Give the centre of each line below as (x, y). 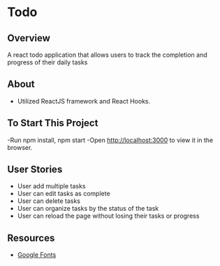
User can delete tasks (49, 201)
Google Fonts (37, 255)
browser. (20, 147)
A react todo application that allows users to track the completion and (107, 55)
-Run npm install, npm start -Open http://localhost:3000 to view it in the (110, 140)
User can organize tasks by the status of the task (88, 209)
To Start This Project (53, 123)
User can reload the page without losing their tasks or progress (108, 216)
